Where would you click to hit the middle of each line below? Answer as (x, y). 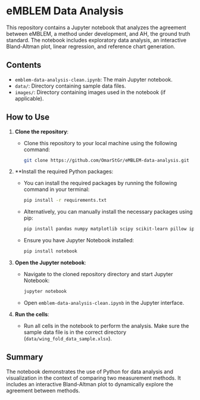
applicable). (29, 98)
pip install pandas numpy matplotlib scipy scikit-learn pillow (105, 229)
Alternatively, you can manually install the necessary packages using (108, 212)
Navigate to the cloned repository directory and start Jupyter (98, 274)
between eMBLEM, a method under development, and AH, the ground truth (98, 33)
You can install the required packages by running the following (100, 183)
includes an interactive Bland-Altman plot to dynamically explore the (90, 384)
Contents (24, 65)
